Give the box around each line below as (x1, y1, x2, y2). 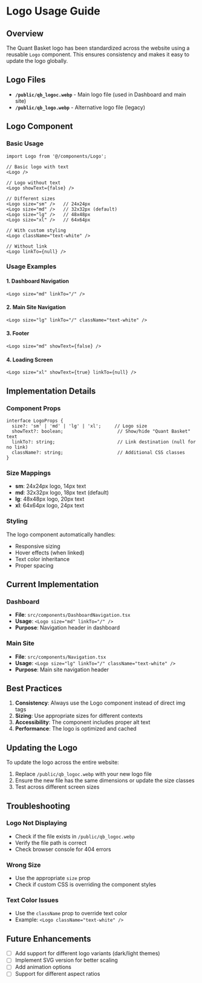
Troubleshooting (6, 801, 71, 811)
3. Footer (6, 330, 30, 337)
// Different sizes (6, 196, 56, 202)
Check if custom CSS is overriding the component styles (15, 881, 156, 888)
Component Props (6, 404, 61, 412)
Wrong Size (6, 861, 41, 869)
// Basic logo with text (6, 163, 69, 170)
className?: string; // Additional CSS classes (11, 449, 186, 455)
